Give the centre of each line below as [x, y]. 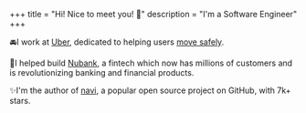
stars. [20, 101]
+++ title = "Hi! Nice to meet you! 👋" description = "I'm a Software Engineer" [153, 14]
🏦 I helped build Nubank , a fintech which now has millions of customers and [151, 63]
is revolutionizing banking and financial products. [102, 72]
